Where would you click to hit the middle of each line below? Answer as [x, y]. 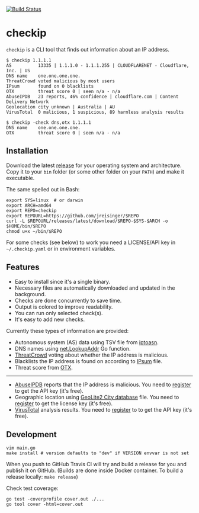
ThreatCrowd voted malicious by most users [61, 81]
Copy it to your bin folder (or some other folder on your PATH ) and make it [95, 171]
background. [30, 294]
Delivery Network [28, 102]
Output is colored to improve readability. [64, 307]
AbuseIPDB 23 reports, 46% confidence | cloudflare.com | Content [92, 97]
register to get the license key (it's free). [64, 403]
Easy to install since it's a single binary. [62, 281]
